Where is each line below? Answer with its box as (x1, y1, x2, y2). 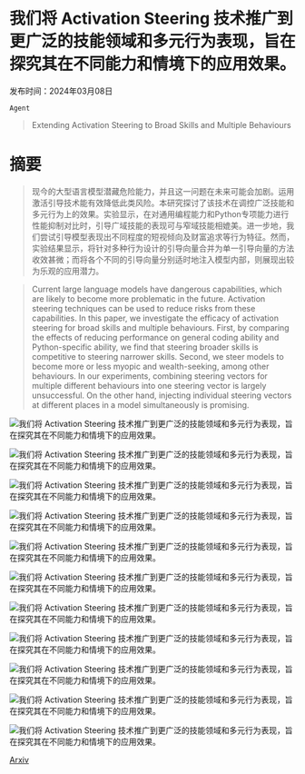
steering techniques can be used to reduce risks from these (31, 303, 256, 313)
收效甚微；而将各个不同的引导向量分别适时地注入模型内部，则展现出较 (31, 253, 295, 264)
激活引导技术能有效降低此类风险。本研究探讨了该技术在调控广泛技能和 (31, 197, 295, 208)
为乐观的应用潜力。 (31, 265, 104, 276)
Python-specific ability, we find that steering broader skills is (31, 342, 259, 352)
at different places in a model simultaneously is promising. (31, 399, 250, 410)
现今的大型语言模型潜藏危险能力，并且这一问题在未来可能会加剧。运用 (31, 185, 295, 196)
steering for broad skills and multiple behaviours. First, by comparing (31, 322, 290, 332)
